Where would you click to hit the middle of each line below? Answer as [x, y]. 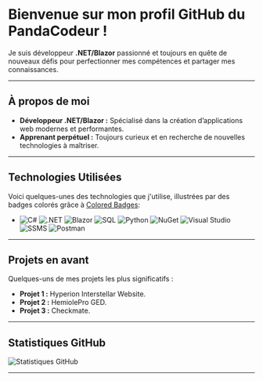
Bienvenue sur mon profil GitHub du [127, 15]
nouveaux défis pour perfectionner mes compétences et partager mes [122, 61]
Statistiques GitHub [57, 343]
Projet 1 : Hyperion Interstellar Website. [83, 294]
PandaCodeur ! [58, 31]
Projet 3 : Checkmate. [55, 310]
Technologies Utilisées [65, 178]
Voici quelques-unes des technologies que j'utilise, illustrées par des [119, 196]
